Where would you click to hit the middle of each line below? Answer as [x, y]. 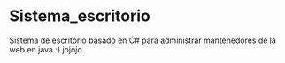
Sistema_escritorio [80, 16]
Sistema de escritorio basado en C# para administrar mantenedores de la [143, 40]
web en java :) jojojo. [47, 49]
